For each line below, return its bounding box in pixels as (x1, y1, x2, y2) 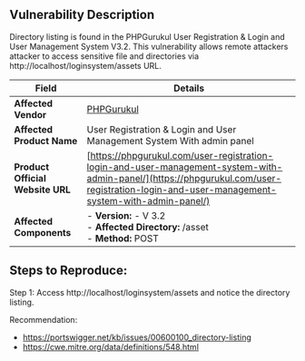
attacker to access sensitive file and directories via (9, 50, 200, 62)
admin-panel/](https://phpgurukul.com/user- (86, 171, 281, 184)
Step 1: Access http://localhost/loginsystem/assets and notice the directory (9, 287, 290, 298)
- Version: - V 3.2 (86, 209, 166, 221)
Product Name (14, 134, 78, 147)
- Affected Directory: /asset (86, 220, 209, 233)
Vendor (14, 108, 47, 121)
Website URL (14, 183, 71, 196)
